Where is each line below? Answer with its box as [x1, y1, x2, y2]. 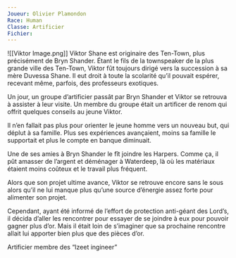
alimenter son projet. [7, 193, 68, 202]
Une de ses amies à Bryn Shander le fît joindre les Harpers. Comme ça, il [7, 150, 218, 158]
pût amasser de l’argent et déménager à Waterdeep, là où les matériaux [7, 157, 215, 166]
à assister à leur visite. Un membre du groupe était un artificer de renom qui [7, 100, 228, 109]
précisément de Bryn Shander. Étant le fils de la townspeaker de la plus [7, 57, 214, 65]
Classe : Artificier [7, 23, 65, 30]
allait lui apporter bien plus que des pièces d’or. [7, 229, 144, 238]
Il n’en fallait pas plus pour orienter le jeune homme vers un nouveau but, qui [7, 121, 230, 130]
